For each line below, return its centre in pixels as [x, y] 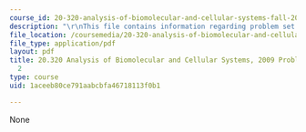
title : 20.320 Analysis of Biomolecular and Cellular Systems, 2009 [142, 60]
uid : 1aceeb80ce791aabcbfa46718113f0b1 [85, 86]
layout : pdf [32, 52]
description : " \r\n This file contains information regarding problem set [153, 26]
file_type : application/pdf [63, 43]
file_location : [38, 35]
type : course [34, 77]
